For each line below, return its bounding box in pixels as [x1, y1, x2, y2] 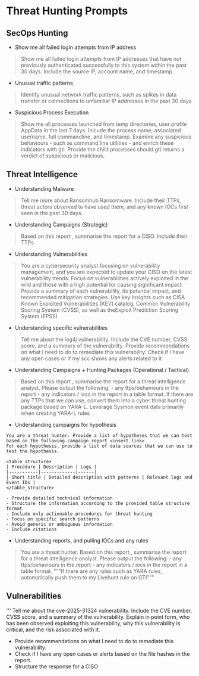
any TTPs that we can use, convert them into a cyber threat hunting [20, 396, 186, 404]
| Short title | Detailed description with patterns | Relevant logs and [6, 474, 193, 480]
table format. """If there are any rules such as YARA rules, [20, 568, 162, 575]
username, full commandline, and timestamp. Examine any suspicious [20, 133, 192, 140]
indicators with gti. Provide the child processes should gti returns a [20, 146, 185, 153]
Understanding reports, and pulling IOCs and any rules [14, 537, 149, 544]
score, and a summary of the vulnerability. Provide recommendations [20, 342, 190, 349]
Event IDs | [6, 479, 36, 485]
